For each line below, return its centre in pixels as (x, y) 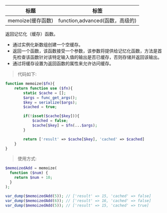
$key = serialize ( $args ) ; (50, 102)
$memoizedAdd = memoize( (31, 168)
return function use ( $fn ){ (43, 88)
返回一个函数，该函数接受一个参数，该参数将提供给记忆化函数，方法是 (85, 51)
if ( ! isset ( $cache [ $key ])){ (51, 116)
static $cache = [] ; (45, 93)
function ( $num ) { (29, 173)
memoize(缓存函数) (31, 21)
